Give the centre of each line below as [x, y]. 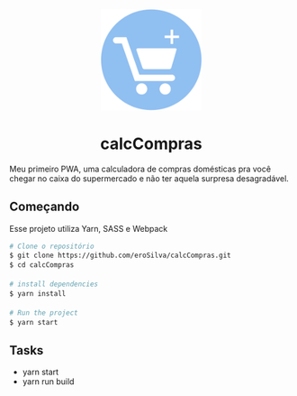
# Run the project [44, 313]
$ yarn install [38, 293]
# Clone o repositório [52, 246]
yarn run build [48, 382]
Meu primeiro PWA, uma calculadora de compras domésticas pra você [140, 169]
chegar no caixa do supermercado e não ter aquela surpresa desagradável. [149, 178]
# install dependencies [54, 284]
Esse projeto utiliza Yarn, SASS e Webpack [89, 228]
